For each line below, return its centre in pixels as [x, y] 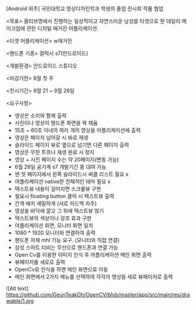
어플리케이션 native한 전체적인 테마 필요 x [62, 181]
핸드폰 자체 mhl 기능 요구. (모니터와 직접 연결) [67, 240]
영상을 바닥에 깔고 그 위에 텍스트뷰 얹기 [59, 211]
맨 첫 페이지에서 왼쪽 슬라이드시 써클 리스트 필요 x [72, 174]
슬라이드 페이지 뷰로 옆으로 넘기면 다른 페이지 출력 [72, 145]
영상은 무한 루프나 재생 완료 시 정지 [55, 152]
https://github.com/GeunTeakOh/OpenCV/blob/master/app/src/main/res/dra [98, 294]
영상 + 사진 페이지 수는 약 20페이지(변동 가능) [67, 159]
